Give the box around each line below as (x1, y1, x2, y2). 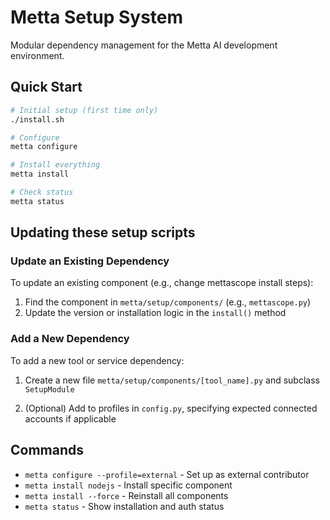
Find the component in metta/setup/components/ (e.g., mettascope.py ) (24, 296, 312, 308)
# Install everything (10, 160, 101, 170)
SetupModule (24, 384, 75, 395)
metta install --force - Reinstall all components (24, 489, 229, 501)
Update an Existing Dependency (10, 254, 170, 268)
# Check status (10, 187, 74, 197)
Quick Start (10, 79, 83, 96)
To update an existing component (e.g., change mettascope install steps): (10, 277, 314, 289)
